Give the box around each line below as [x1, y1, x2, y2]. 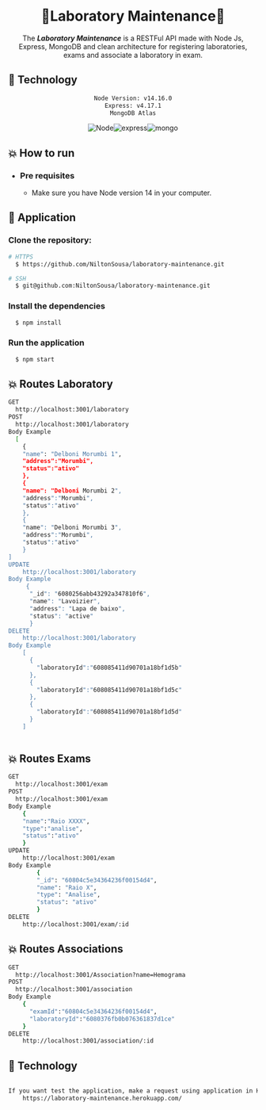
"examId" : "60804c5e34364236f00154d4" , [28, 1007, 158, 1016]
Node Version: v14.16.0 [93, 94, 173, 102]
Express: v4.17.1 [104, 101, 162, 109]
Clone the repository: [8, 235, 93, 246]
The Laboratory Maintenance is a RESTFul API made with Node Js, [22, 33, 244, 43]
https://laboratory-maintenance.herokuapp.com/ [22, 1094, 182, 1102]
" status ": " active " [28, 612, 93, 620]
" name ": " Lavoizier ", [28, 598, 101, 606]
